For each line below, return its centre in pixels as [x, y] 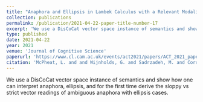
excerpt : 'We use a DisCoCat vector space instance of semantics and [96, 29]
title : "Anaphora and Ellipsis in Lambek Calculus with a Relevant [93, 12]
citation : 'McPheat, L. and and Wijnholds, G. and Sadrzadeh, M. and [96, 62]
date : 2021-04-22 [28, 40]
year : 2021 [20, 46]
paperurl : [19, 57]
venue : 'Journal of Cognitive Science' [56, 51]
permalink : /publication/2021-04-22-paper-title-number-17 [82, 23]
